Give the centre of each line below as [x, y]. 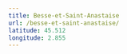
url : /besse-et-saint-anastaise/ [64, 23]
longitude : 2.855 [37, 38]
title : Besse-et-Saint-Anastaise [64, 15]
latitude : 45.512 [37, 30]
